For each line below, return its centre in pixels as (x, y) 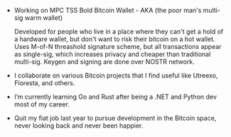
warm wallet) (44, 18)
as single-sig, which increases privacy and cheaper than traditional (112, 54)
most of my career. (42, 104)
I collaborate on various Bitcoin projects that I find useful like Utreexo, (116, 75)
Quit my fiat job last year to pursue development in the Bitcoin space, (115, 118)
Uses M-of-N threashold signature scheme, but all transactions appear (118, 46)
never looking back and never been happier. (79, 126)
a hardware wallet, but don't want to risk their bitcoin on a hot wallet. (114, 39)
